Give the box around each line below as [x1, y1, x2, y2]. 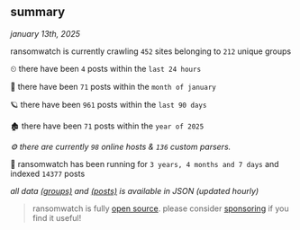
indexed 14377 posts [10, 168, 86, 179]
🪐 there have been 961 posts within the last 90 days [10, 99, 207, 110]
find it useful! [32, 212, 82, 223]
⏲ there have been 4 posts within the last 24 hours [10, 63, 202, 74]
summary [10, 4, 66, 20]
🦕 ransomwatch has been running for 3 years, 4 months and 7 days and [10, 158, 279, 169]
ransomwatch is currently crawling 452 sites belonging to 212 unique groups [10, 46, 292, 57]
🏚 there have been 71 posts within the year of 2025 [10, 120, 205, 131]
